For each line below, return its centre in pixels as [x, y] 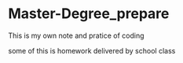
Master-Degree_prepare [89, 14]
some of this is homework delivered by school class [92, 50]
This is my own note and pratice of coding [76, 35]
